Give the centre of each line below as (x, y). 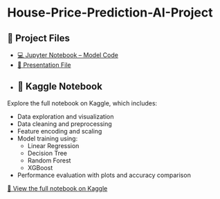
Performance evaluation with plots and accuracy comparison (104, 175)
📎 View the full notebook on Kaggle (57, 188)
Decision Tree (47, 153)
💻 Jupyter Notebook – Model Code (68, 55)
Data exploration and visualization (65, 116)
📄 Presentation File (44, 65)
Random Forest (49, 160)
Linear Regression (53, 145)
